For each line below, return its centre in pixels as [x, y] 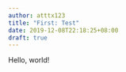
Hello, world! [29, 60]
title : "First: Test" [44, 23]
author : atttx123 [37, 15]
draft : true [28, 38]
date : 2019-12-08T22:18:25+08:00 [63, 30]
